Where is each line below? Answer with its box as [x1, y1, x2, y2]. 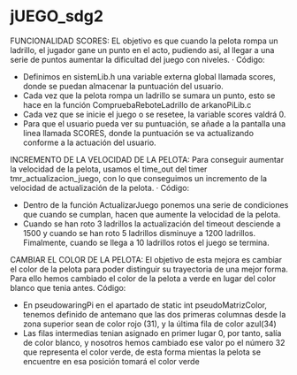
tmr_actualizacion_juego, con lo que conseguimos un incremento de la [10, 172, 268, 183]
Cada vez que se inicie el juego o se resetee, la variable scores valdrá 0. [22, 109, 286, 119]
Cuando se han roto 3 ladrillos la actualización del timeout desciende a [22, 218, 281, 229]
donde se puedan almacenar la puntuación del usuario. [22, 80, 224, 91]
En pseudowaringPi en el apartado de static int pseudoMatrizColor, [22, 299, 268, 310]
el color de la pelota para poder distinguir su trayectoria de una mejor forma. [10, 264, 288, 274]
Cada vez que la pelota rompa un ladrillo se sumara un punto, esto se [22, 90, 276, 101]
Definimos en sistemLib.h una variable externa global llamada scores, [22, 71, 277, 81]
